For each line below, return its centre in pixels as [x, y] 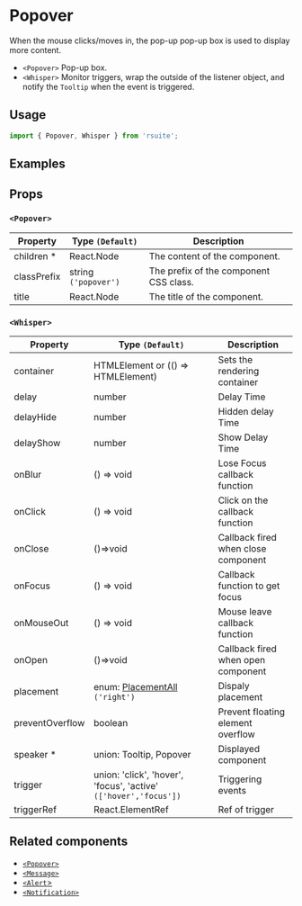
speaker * [35, 754]
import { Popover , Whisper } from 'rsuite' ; [94, 136]
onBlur [28, 475]
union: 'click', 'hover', [138, 775]
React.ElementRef [131, 809]
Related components [69, 842]
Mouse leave [245, 611]
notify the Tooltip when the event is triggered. [108, 86]
